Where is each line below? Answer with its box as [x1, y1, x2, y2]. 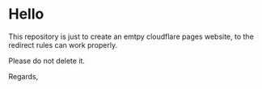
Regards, [8, 71, 39, 81]
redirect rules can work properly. [8, 40, 118, 49]
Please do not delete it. [8, 56, 85, 66]
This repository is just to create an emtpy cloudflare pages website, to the [8, 32, 255, 41]
